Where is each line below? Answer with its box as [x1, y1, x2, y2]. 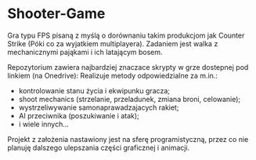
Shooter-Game [7, 5, 106, 23]
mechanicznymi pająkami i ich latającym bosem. [7, 47, 163, 56]
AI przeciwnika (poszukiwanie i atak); [18, 111, 140, 120]
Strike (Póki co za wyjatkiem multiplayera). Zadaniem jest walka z [7, 38, 218, 48]
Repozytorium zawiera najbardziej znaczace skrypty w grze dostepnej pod [7, 62, 249, 71]
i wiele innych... [18, 119, 70, 129]
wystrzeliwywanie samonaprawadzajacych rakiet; [18, 103, 179, 112]
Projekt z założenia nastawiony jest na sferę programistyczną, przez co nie [7, 134, 249, 144]
